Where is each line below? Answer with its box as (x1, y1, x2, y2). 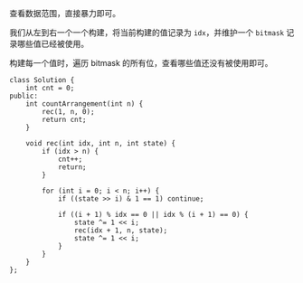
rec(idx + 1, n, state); (73, 226, 168, 235)
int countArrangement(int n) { (25, 99, 144, 108)
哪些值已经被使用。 (16, 39, 89, 49)
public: (9, 91, 39, 100)
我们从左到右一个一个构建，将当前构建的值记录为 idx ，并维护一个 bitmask (9, 27, 285, 38)
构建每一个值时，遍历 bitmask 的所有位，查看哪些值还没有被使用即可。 (9, 58, 273, 68)
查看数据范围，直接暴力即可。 (9, 8, 120, 18)
